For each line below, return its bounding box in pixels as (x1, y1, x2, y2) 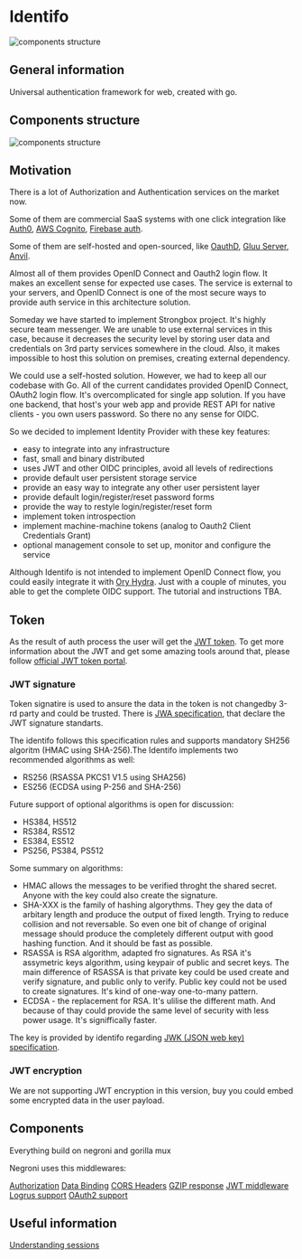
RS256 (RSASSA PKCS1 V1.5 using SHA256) (22, 772, 187, 783)
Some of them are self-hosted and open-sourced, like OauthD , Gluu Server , (9, 241, 289, 252)
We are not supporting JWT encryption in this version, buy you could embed (9, 1085, 294, 1095)
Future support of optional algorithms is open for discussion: (9, 799, 234, 810)
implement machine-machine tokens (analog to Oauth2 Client (22, 521, 251, 531)
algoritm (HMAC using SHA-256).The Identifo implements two (9, 745, 239, 756)
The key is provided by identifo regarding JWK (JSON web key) (9, 1032, 245, 1043)
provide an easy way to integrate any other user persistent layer (22, 482, 261, 493)
